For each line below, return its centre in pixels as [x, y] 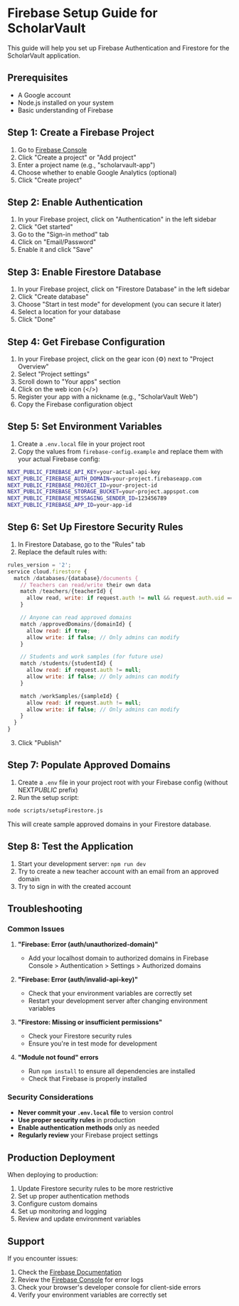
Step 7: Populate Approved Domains [89, 765]
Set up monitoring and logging [62, 1211]
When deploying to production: [53, 1175]
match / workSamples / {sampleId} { [70, 696]
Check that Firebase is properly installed [87, 1079]
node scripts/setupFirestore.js [55, 810]
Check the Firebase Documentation [70, 1273]
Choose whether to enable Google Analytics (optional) [97, 172]
